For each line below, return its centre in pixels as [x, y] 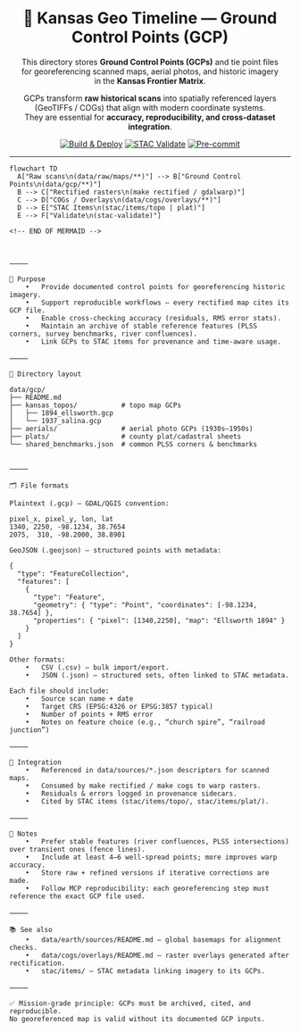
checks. [24, 947]
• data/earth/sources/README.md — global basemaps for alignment [153, 940]
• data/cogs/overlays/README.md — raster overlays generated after [158, 955]
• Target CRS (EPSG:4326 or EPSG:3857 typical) [120, 706]
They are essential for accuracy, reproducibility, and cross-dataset [150, 117]
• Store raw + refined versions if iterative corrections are [147, 873]
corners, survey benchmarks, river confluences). [104, 334]
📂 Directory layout [46, 374]
